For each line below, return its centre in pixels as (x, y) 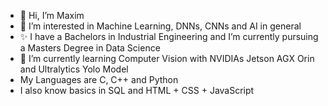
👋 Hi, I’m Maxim (52, 15)
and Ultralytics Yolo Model (74, 69)
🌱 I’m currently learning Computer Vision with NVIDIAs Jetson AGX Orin (167, 58)
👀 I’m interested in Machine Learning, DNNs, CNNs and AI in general (160, 26)
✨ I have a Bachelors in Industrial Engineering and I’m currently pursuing (169, 36)
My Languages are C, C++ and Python (99, 79)
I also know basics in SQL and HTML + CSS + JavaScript (137, 90)
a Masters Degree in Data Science (90, 48)
